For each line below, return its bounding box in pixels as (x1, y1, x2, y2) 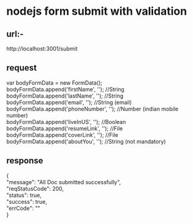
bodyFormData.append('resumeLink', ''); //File (6, 125, 123, 132)
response (6, 155, 44, 166)
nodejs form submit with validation (6, 4, 187, 18)
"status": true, (6, 191, 42, 199)
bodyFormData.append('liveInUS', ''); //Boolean (6, 118, 126, 125)
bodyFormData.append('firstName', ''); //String (6, 85, 124, 93)
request (6, 63, 37, 73)
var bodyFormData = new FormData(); (6, 79, 103, 87)
